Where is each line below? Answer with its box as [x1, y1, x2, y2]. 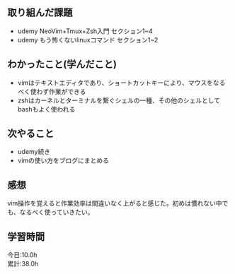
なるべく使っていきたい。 [19, 208, 94, 217]
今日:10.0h [7, 251, 38, 259]
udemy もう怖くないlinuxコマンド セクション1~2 [17, 35, 159, 44]
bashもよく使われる [17, 105, 76, 113]
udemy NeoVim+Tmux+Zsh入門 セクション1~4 [17, 27, 154, 35]
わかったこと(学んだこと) [7, 59, 117, 71]
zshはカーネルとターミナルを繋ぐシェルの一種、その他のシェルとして [17, 96, 221, 105]
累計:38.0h [7, 260, 39, 268]
